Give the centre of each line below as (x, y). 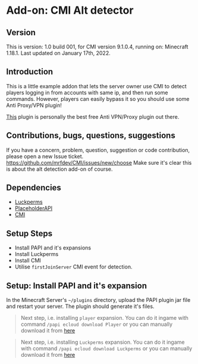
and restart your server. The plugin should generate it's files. (80, 306)
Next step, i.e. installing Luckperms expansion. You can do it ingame (103, 342)
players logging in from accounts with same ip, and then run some (87, 92)
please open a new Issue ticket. (45, 156)
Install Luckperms (37, 254)
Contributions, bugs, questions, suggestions (91, 136)
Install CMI (28, 261)
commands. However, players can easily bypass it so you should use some (98, 98)
